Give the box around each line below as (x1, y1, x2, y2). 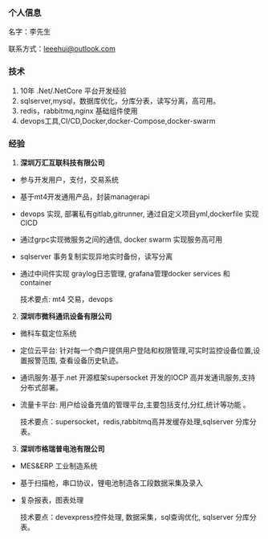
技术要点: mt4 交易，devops (19, 294, 113, 304)
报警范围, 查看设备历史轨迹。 (26, 355, 123, 365)
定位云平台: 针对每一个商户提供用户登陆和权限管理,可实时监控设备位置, (19, 345, 254, 355)
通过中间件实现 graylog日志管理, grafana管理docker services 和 (19, 268, 230, 278)
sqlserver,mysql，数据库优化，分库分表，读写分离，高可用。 (19, 96, 221, 105)
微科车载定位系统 (19, 328, 77, 338)
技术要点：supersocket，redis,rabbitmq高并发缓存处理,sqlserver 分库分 (19, 416, 257, 427)
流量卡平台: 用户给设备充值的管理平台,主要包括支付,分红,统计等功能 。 (19, 399, 250, 409)
